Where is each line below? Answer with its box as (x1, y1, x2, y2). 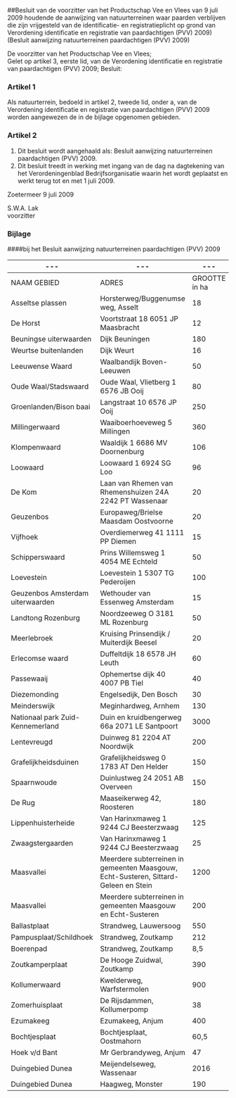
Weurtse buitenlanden (11, 345, 84, 355)
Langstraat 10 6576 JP (100, 397, 177, 407)
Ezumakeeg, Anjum (100, 1016, 164, 1026)
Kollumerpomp (100, 1004, 149, 1014)
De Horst (11, 318, 41, 328)
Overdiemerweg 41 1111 (100, 527, 185, 537)
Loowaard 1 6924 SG (100, 458, 171, 467)
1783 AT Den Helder (100, 762, 169, 771)
